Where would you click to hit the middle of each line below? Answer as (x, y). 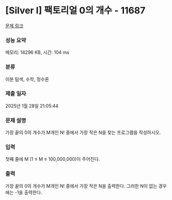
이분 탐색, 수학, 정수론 (27, 79)
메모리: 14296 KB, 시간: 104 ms (37, 52)
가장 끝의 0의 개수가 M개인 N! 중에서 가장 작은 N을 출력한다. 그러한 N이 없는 (81, 186)
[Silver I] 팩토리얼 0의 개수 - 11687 (75, 11)
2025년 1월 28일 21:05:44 (32, 106)
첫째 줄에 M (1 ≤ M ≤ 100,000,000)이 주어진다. (53, 159)
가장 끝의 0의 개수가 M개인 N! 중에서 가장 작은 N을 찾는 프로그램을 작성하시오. (83, 133)
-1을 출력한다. (28, 192)
